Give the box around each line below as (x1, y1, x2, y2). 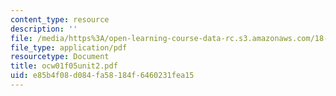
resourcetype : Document (10, 52, 110, 62)
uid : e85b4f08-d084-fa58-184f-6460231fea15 (10, 71, 195, 81)
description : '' (10, 24, 78, 34)
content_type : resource (10, 14, 110, 25)
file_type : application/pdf (10, 42, 128, 53)
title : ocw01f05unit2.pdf (10, 61, 118, 71)
